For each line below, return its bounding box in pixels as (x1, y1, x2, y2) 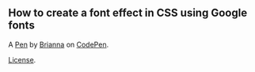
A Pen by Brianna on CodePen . (8, 40, 109, 49)
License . (8, 55, 36, 64)
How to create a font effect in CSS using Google (8, 6, 248, 20)
